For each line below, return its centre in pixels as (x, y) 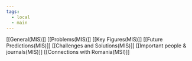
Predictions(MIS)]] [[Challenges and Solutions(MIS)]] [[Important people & (96, 46)
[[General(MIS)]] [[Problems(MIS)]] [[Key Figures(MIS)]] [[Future (84, 40)
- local (21, 17)
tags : (13, 12)
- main (19, 23)
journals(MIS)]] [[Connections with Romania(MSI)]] (68, 52)
